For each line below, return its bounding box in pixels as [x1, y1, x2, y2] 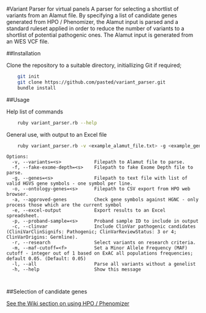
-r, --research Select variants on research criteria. [12, 239, 196, 246]
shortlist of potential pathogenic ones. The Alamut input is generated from [6, 31, 194, 39]
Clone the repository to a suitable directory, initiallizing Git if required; [6, 61, 182, 69]
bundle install [17, 85, 56, 91]
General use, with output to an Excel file [6, 131, 107, 138]
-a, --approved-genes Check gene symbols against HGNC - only [12, 196, 199, 203]
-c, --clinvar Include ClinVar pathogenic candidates [12, 223, 196, 230]
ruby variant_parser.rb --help [17, 120, 97, 126]
